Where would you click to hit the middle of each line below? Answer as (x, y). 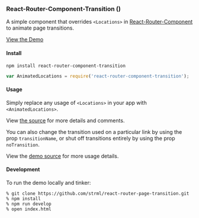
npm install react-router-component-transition (66, 66)
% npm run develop (29, 204)
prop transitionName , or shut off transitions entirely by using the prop (91, 138)
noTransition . (23, 145)
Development (23, 169)
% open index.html (29, 209)
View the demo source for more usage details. (62, 156)
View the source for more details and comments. (65, 120)
